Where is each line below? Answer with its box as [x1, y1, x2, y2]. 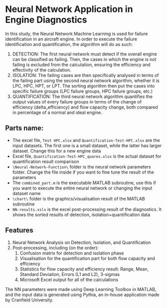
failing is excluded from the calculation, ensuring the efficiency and [12, 61, 151, 67]
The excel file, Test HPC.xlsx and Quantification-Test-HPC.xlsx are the [12, 137, 161, 143]
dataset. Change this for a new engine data [12, 147, 101, 153]
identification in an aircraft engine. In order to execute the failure [5, 36, 137, 42]
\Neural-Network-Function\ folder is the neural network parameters [12, 163, 151, 169]
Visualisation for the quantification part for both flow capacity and [19, 255, 156, 261]
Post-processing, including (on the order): [12, 244, 99, 250]
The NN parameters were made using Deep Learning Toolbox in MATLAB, [5, 286, 157, 292]
